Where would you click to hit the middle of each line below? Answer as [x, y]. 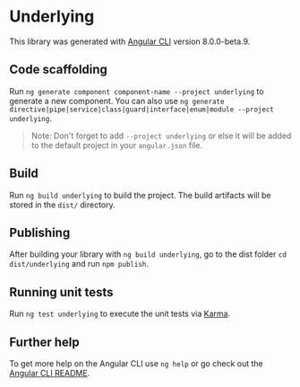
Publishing [40, 232]
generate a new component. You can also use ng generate [117, 101]
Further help [45, 342]
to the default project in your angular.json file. [117, 145]
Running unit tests [61, 292]
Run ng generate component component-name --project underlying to [137, 91]
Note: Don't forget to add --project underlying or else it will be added [161, 136]
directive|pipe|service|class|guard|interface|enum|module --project [142, 110]
